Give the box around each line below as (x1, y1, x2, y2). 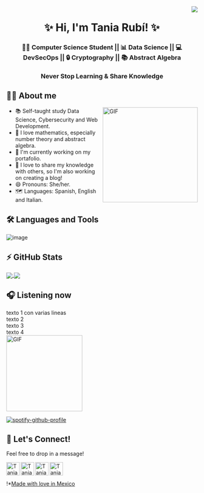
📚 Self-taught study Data (15, 107, 80, 114)
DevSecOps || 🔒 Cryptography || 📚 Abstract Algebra (23, 53, 181, 62)
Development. (15, 122, 50, 129)
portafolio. (15, 154, 41, 162)
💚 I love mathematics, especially (15, 129, 96, 136)
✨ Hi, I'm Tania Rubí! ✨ (44, 21, 160, 35)
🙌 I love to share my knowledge (15, 161, 94, 168)
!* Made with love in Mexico (6, 480, 75, 488)
